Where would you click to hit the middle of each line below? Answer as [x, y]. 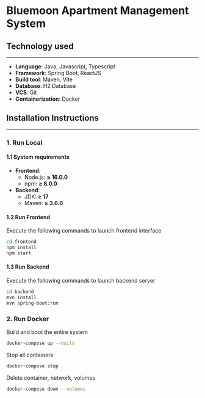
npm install [21, 248]
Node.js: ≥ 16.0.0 [46, 177]
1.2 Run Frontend [28, 217]
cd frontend [21, 242]
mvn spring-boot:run [33, 303]
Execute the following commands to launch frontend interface [84, 231]
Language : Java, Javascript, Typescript [65, 67]
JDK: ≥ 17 [36, 197]
